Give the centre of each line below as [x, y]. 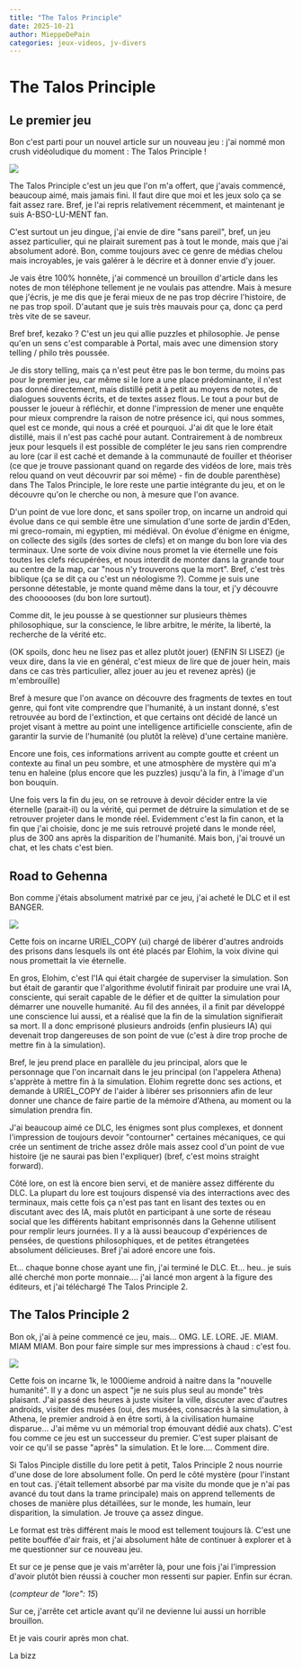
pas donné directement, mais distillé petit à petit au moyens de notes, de [144, 390]
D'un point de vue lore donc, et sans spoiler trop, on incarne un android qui [148, 512]
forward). [27, 1166]
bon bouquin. [34, 783]
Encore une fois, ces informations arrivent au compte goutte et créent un [144, 754]
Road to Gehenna [58, 876]
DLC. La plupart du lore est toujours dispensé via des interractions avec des [150, 1193]
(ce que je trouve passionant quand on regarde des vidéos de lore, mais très [151, 466]
